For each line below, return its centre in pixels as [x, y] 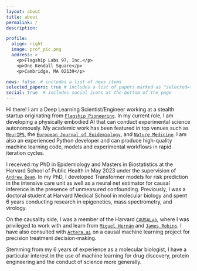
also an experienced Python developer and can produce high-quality [89, 140]
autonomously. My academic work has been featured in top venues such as [98, 128]
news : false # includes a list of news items [64, 82]
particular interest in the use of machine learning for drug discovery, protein [98, 255]
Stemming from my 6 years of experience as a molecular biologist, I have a [96, 249]
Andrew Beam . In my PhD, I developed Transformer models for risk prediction [97, 177]
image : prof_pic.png [36, 50]
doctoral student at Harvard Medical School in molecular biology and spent [97, 195]
